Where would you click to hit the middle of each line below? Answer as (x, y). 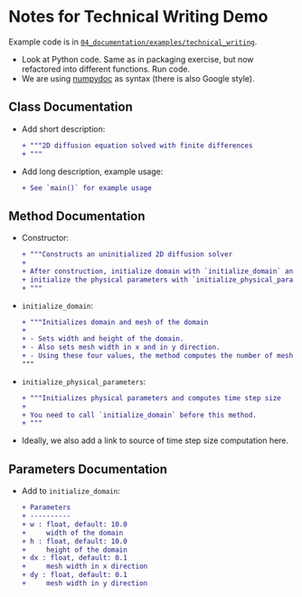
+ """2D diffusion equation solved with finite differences (137, 145)
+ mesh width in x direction (85, 567)
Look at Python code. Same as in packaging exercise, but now (137, 59)
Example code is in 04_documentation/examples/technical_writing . (133, 42)
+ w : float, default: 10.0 (74, 524)
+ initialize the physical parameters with (105, 279)
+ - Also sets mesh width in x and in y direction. (121, 347)
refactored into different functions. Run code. (106, 69)
